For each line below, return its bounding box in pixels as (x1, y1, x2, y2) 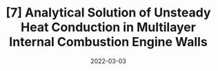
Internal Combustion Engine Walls (9, 34, 208, 50)
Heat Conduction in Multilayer (21, 19, 196, 35)
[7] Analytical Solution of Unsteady (6, 5, 211, 21)
